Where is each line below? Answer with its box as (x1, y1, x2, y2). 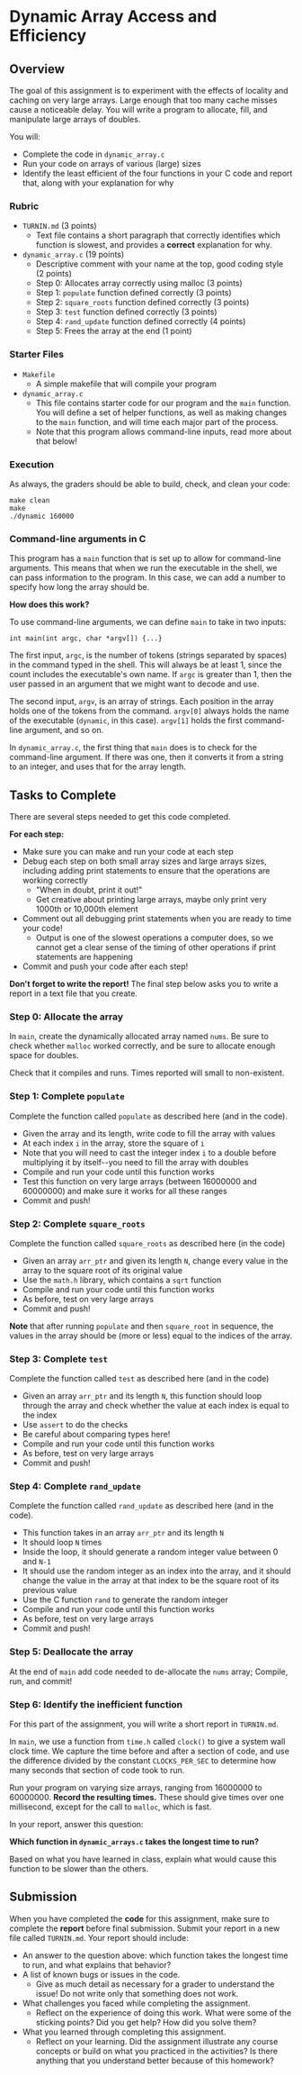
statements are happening (35, 952, 133, 962)
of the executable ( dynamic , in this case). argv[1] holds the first (9, 715, 243, 726)
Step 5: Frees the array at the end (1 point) (35, 326, 192, 337)
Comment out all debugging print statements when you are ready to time (22, 913, 292, 924)
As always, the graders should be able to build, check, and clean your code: (9, 478, 290, 489)
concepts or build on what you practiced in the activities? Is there (35, 2045, 279, 2056)
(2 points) (35, 268, 72, 279)
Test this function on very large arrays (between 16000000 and (22, 1175, 258, 1186)
